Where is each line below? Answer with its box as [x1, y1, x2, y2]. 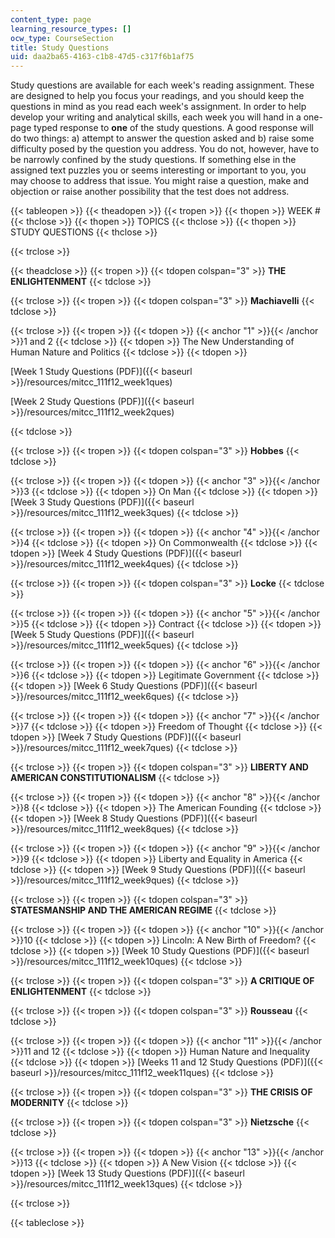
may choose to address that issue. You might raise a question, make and [10, 175, 309, 187]
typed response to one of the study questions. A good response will [33, 122, 314, 134]
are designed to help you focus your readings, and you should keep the [10, 90, 305, 102]
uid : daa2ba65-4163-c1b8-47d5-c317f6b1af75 [10, 52, 195, 62]
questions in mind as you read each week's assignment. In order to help [10, 101, 307, 113]
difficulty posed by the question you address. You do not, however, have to [10, 143, 320, 155]
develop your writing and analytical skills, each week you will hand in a [10, 111, 302, 123]
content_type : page [10, 14, 92, 25]
